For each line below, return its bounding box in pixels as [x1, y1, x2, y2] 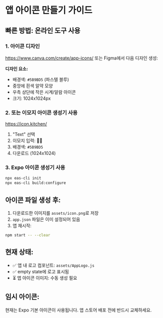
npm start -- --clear [5, 233, 51, 238]
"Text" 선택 [12, 132, 35, 138]
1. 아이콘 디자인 [5, 42, 40, 49]
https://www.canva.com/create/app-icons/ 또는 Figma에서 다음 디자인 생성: [5, 55, 158, 61]
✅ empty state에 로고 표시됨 [12, 268, 69, 275]
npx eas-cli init [5, 176, 42, 181]
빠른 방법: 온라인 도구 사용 [5, 26, 81, 35]
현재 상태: [5, 248, 34, 257]
